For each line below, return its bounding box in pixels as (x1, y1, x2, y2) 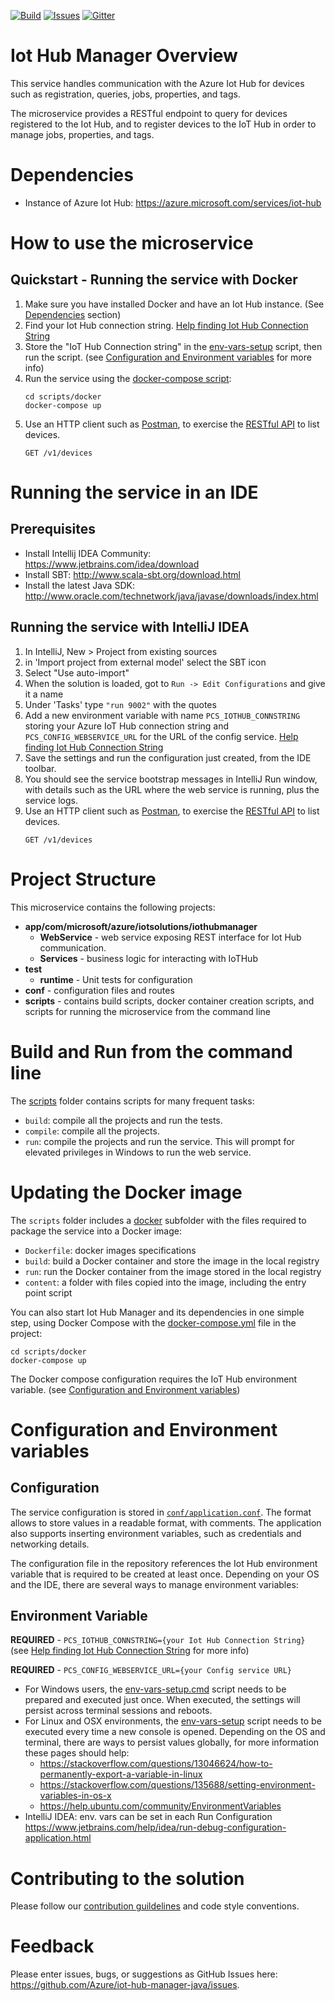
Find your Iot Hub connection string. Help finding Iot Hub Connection (24, 319, 309, 331)
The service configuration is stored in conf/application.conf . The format (10, 1506, 312, 1518)
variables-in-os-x (39, 1790, 112, 1802)
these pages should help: (24, 1747, 130, 1759)
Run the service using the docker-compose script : (24, 372, 232, 384)
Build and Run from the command (10, 1040, 293, 1063)
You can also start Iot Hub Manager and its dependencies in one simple (10, 1306, 305, 1318)
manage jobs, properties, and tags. (10, 128, 155, 140)
